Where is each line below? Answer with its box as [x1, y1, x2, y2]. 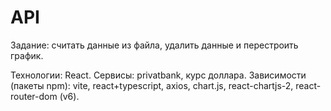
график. [10, 49, 44, 61]
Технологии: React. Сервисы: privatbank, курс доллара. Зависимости [10, 69, 307, 81]
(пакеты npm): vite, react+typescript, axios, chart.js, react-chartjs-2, [10, 79, 294, 91]
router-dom [10, 90, 58, 102]
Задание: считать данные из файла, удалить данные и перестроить [10, 39, 299, 51]
